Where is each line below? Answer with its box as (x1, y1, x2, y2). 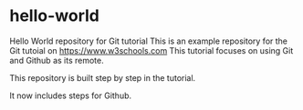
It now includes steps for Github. (9, 90, 132, 101)
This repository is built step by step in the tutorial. (9, 72, 196, 83)
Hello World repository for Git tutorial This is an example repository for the (9, 35, 288, 46)
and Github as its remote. (9, 55, 104, 65)
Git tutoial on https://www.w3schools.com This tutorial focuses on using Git (9, 45, 294, 55)
